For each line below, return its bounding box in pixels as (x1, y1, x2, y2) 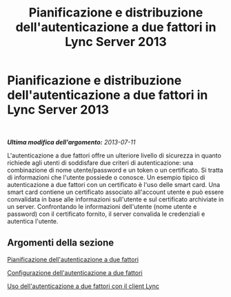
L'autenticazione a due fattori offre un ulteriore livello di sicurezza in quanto (7, 151, 222, 159)
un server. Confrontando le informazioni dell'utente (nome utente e (7, 202, 197, 210)
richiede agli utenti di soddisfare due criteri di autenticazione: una (7, 158, 194, 166)
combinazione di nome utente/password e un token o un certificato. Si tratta (7, 166, 223, 174)
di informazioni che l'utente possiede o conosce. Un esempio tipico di (7, 173, 205, 181)
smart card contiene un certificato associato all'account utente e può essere (7, 188, 224, 196)
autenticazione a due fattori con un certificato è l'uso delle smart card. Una (7, 180, 221, 188)
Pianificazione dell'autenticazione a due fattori (7, 255, 139, 263)
